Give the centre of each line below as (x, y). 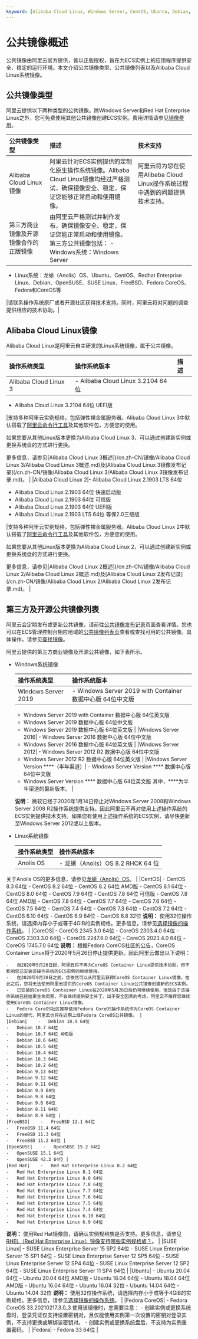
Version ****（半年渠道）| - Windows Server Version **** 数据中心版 (107, 767)
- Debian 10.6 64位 (32, 1040)
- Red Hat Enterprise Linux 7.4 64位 (55, 1210)
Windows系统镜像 (36, 664)
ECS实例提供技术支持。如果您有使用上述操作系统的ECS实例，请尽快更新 (102, 816)
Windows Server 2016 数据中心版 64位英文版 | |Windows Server (101, 744)
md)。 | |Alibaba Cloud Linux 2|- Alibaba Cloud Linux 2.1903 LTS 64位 (98, 480)
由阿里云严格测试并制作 (82, 217)
